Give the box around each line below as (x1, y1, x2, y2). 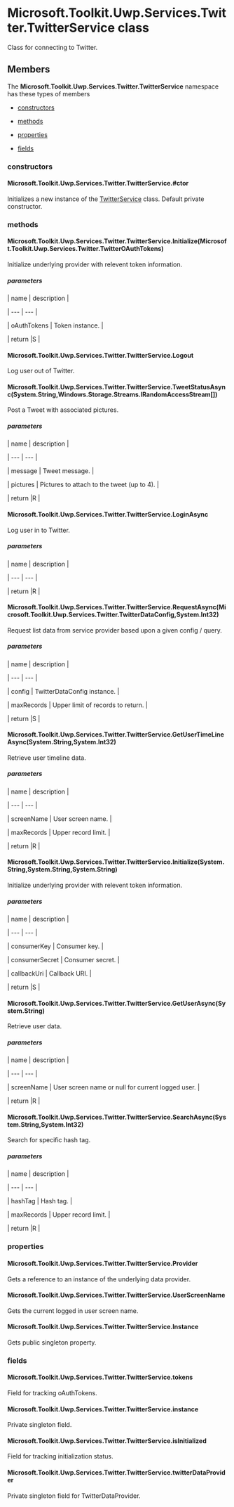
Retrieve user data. (7, 1022, 62, 1030)
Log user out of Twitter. (7, 367, 75, 375)
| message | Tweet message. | (7, 467, 95, 475)
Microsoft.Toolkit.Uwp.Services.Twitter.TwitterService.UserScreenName (7, 1291, 226, 1300)
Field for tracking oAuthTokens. (7, 1389, 97, 1397)
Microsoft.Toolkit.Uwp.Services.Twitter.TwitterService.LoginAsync (7, 510, 209, 518)
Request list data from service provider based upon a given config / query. (7, 626, 222, 634)
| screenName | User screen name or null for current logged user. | (7, 1083, 200, 1092)
